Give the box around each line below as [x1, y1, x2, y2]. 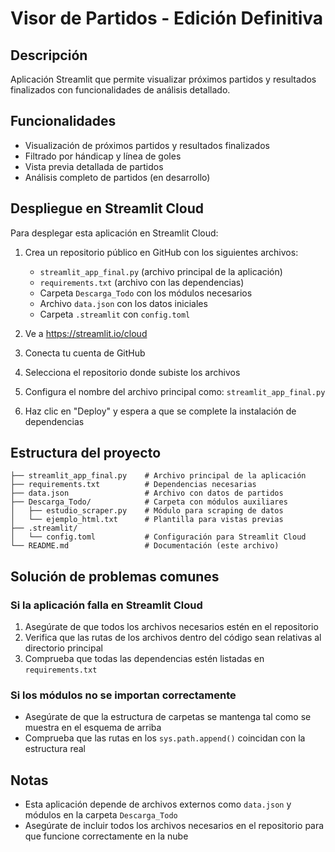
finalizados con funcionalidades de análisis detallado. [10, 84, 231, 96]
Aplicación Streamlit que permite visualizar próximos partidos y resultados [10, 73, 317, 85]
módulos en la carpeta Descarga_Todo [24, 809, 178, 821]
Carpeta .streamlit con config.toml [39, 308, 191, 320]
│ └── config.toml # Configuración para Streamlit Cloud [10, 532, 307, 542]
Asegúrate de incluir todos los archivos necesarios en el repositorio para [24, 820, 325, 832]
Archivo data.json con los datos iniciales [39, 297, 208, 309]
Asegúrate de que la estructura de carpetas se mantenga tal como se [24, 711, 312, 723]
